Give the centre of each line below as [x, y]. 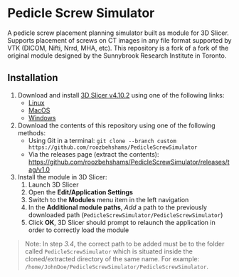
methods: [32, 132]
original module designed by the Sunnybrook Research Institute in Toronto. [117, 56]
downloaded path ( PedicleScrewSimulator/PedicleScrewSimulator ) [126, 214]
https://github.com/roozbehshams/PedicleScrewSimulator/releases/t [129, 162]
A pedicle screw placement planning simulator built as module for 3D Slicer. [118, 33]
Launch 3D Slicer [54, 184]
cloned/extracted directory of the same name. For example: [112, 258]
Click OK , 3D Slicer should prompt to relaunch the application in [122, 222]
